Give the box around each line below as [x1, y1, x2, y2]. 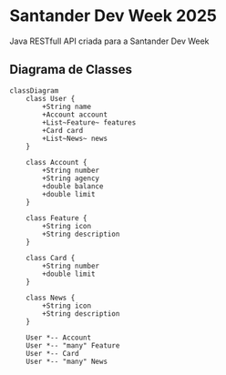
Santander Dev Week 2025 [9, 5, 217, 26]
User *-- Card [26, 349, 79, 358]
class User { [26, 94, 76, 103]
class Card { [26, 253, 76, 262]
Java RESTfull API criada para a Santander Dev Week [9, 35, 210, 46]
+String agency [42, 174, 100, 183]
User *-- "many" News [26, 357, 108, 366]
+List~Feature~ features [42, 117, 137, 127]
